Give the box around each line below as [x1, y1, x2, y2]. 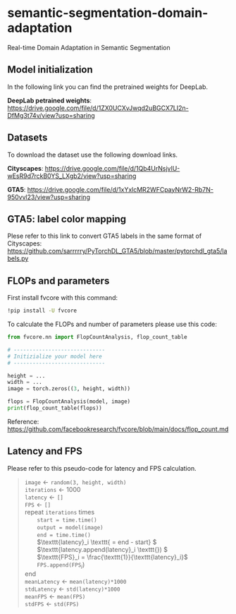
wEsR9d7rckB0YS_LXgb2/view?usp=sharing [7, 171, 137, 180]
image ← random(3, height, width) [24, 478, 127, 486]
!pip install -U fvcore [7, 307, 77, 315]
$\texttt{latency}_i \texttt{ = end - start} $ [37, 538, 157, 546]
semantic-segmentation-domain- [7, 5, 209, 21]
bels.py [7, 254, 29, 263]
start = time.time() [37, 517, 97, 524]
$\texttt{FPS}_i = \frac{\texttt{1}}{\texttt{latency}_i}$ [37, 553, 188, 561]
